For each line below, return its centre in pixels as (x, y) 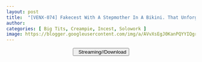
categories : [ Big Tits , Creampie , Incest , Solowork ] (76, 29)
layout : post (23, 12)
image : (14, 34)
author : (16, 23)
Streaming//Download (102, 52)
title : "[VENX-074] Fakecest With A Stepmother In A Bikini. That (93, 17)
